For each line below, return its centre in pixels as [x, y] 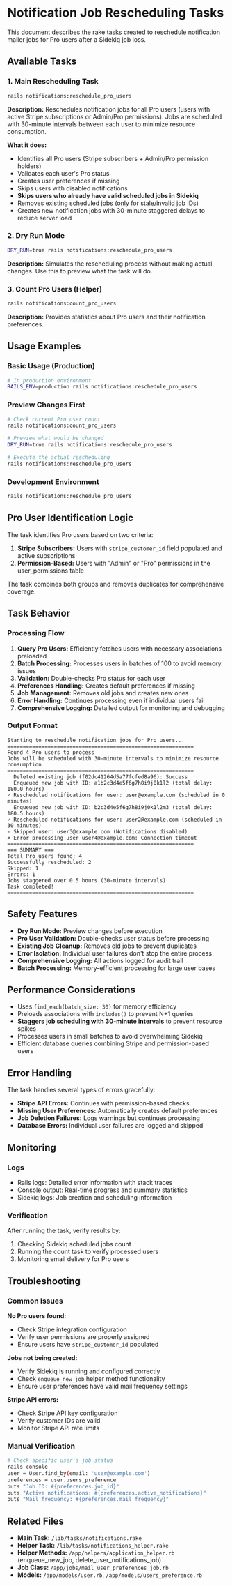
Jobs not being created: [42, 1357]
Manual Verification [41, 1446]
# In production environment [49, 380]
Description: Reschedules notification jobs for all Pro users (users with [109, 109]
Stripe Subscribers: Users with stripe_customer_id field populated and [119, 548]
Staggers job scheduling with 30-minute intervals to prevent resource [119, 1021]
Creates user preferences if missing [68, 181]
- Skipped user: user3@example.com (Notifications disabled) [98, 831]
